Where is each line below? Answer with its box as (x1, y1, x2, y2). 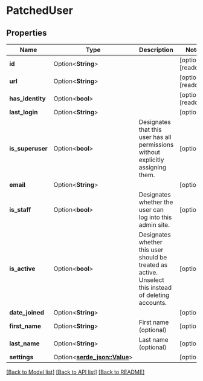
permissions (138, 140, 174, 149)
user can (138, 206, 164, 213)
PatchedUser (6, 4, 74, 18)
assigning (138, 163, 167, 171)
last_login (9, 108, 38, 116)
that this (138, 125, 162, 134)
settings (9, 353, 34, 361)
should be (138, 253, 167, 261)
